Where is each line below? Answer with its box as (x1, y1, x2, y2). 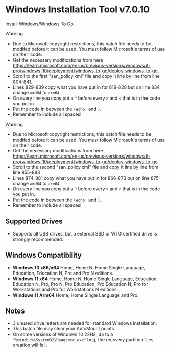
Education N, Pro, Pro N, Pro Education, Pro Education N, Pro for (12, 281, 148, 287)
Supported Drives (5, 217, 63, 226)
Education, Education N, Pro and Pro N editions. (12, 270, 113, 276)
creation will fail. (12, 342, 47, 348)
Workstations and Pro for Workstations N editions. (12, 286, 118, 292)
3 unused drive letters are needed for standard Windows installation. (12, 320, 157, 326)
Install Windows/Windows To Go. (5, 21, 75, 27)
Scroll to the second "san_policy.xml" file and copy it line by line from (12, 164, 159, 170)
